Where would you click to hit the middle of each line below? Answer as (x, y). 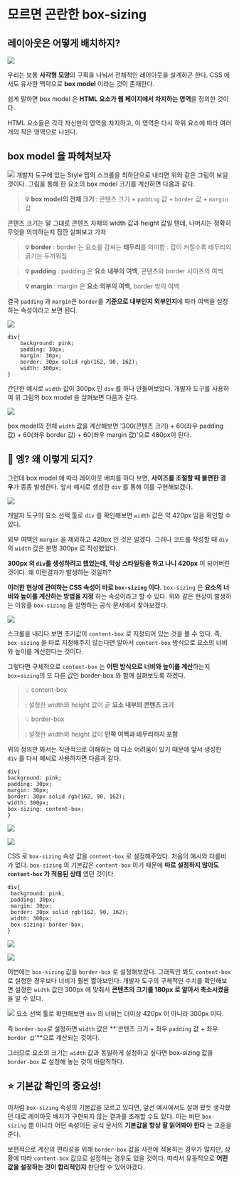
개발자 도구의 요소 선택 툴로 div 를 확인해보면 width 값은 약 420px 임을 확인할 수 (119, 515)
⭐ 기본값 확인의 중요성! (54, 1086)
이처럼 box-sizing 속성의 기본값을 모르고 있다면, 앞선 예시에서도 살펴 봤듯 (110, 1108)
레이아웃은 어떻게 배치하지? (64, 43)
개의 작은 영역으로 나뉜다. (43, 132)
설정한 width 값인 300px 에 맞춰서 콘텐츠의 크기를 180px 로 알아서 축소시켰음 (122, 989)
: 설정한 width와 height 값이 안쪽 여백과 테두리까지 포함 (101, 734)
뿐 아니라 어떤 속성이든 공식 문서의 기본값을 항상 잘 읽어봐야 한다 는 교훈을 (130, 1125)
